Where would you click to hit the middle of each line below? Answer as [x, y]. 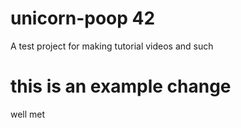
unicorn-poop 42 [83, 18]
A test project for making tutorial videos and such [112, 46]
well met [28, 114]
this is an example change [121, 86]
